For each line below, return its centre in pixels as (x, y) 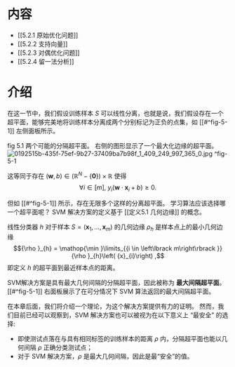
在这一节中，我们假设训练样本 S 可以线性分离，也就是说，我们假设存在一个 (115, 113)
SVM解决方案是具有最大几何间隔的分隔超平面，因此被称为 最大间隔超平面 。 (116, 283)
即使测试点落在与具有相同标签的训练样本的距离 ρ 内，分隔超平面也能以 (120, 339)
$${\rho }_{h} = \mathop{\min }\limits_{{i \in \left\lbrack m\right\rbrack (114, 248)
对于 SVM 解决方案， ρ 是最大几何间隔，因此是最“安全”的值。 (105, 356)
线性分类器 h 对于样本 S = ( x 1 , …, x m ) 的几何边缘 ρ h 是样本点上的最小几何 (112, 228)
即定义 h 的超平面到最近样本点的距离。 (63, 268)
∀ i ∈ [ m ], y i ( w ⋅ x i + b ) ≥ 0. (118, 188)
